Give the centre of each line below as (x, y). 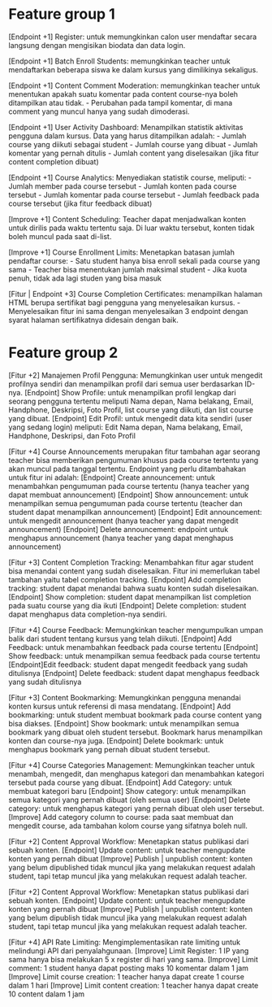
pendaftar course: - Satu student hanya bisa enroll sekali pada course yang (134, 260)
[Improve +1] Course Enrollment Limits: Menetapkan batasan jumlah (122, 252)
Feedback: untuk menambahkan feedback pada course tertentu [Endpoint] (133, 647)
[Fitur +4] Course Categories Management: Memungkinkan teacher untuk (132, 765)
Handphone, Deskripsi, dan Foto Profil (72, 435)
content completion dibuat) (54, 161)
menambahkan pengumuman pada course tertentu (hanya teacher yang (129, 486)
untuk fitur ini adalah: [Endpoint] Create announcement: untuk (112, 477)
